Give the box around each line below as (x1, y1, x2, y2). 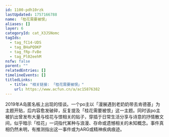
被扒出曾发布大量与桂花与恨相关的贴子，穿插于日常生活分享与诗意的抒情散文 (5, 113, 164, 119)
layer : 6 (5, 26, 24, 31)
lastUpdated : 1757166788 (5, 12, 57, 17)
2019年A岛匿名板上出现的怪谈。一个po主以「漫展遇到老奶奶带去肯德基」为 (5, 101, 160, 107)
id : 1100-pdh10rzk (5, 7, 44, 13)
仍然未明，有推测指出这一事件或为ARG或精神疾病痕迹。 (9, 126, 125, 132)
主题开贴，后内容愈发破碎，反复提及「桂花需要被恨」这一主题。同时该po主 (5, 107, 160, 113)
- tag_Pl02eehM (10, 54, 42, 59)
